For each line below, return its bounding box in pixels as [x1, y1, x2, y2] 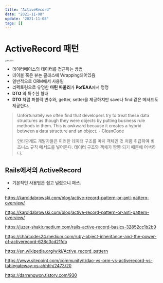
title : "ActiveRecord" [5, 7, 51, 12]
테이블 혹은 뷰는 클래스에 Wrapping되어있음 [12, 72, 96, 78]
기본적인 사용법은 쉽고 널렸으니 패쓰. [12, 180, 81, 186]
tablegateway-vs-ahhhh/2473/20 [5, 263, 72, 269]
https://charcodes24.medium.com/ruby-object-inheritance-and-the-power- [5, 234, 157, 240]
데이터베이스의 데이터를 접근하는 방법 [12, 66, 83, 72]
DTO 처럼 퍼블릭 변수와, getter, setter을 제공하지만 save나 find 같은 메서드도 [12, 97, 159, 102]
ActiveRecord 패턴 [5, 43, 79, 54]
